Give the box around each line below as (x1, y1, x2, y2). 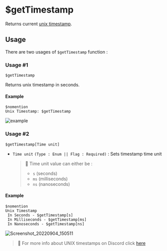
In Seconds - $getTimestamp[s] (7, 213, 73, 218)
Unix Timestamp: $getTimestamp (5, 109, 71, 114)
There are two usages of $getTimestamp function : (5, 48, 108, 55)
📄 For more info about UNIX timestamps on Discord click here (17, 240, 146, 246)
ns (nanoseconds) (32, 181, 70, 187)
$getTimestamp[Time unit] (5, 142, 60, 147)
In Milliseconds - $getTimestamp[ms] (7, 217, 87, 222)
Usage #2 (5, 130, 29, 137)
